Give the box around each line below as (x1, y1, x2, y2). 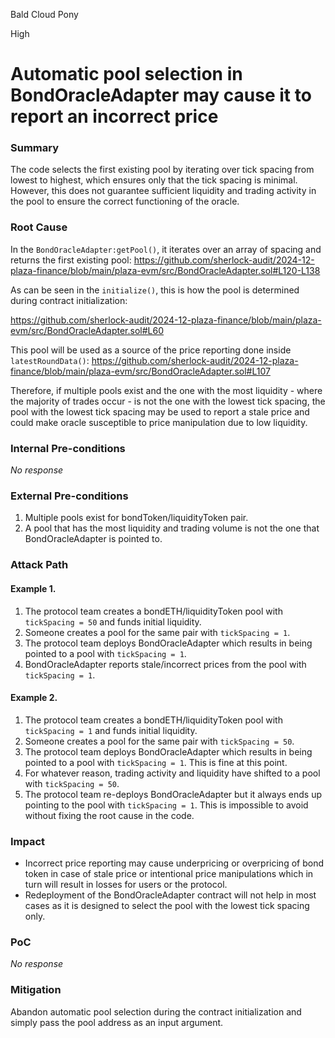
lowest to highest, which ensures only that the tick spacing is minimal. (10, 174, 298, 186)
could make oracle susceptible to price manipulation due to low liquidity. (10, 416, 308, 428)
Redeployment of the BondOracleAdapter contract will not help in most (24, 889, 317, 901)
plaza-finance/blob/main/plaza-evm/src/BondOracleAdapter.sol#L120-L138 (10, 264, 321, 276)
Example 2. (10, 692, 58, 704)
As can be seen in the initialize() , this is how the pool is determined (10, 284, 300, 296)
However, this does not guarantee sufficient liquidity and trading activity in (10, 185, 317, 197)
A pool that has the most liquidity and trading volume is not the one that (24, 522, 320, 534)
